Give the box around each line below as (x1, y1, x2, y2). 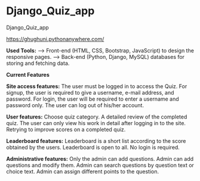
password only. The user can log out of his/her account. (6, 101, 144, 108)
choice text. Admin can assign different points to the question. (6, 168, 159, 175)
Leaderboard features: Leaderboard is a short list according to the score (6, 137, 186, 144)
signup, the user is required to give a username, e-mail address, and (6, 89, 174, 96)
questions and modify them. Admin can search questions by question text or (6, 161, 194, 168)
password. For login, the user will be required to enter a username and (6, 95, 179, 102)
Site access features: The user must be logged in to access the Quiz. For (6, 82, 187, 90)
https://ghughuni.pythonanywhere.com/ (6, 35, 104, 42)
